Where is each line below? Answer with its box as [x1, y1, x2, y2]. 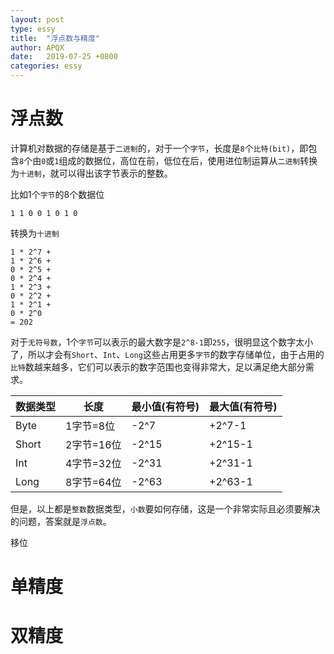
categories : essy [10, 61, 83, 71]
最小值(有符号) [131, 399, 200, 413]
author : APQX [10, 42, 65, 53]
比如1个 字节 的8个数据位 [10, 188, 105, 200]
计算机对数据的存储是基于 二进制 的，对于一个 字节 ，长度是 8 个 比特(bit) [10, 142, 292, 154]
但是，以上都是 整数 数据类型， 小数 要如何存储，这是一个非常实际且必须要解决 [10, 502, 321, 515]
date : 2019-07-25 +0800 [10, 52, 118, 62]
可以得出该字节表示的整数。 [58, 167, 173, 179]
